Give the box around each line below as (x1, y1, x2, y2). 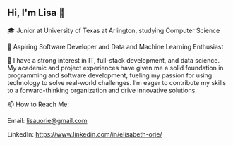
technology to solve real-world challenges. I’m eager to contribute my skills (7, 78, 227, 87)
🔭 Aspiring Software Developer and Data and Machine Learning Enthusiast (7, 42, 224, 51)
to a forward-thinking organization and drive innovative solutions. (7, 86, 198, 94)
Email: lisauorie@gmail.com (7, 116, 88, 125)
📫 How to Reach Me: (7, 100, 69, 108)
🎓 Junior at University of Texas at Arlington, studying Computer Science (7, 26, 220, 34)
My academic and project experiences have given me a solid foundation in (7, 63, 224, 72)
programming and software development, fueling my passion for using (7, 71, 213, 80)
